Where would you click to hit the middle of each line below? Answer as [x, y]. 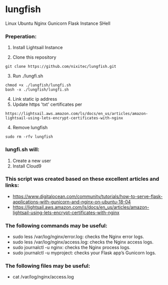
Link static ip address [35, 99]
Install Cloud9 [27, 166]
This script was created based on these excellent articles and [82, 179]
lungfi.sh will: [22, 149]
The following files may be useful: [48, 266]
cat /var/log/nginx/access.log [43, 277]
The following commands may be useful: [56, 225]
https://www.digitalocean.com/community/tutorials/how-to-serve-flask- [88, 196]
